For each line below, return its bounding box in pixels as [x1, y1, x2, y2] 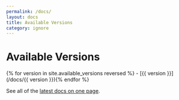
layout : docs [6, 14, 39, 20]
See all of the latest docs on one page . [6, 88, 101, 95]
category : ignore [6, 25, 49, 31]
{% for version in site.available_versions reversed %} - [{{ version [6, 70, 166, 77]
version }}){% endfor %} [29, 76, 89, 83]
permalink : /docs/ [6, 8, 52, 15]
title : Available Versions [6, 19, 73, 25]
